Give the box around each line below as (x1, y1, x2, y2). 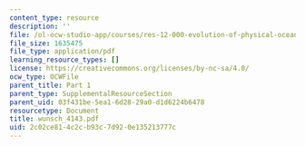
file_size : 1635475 (9, 38, 84, 48)
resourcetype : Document (9, 106, 100, 115)
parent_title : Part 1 (9, 81, 92, 90)
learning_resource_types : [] (9, 55, 120, 64)
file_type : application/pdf (9, 47, 116, 56)
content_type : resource (9, 13, 100, 23)
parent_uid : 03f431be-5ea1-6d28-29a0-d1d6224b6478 (9, 97, 205, 107)
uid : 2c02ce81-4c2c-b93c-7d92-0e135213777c (9, 123, 177, 132)
